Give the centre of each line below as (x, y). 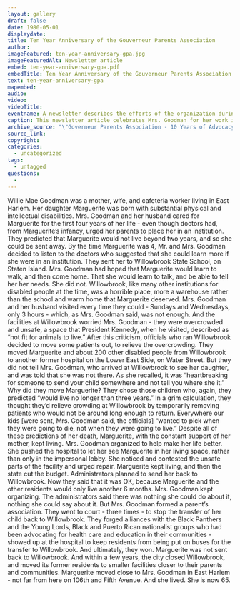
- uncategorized (38, 154)
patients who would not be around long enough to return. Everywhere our (116, 413)
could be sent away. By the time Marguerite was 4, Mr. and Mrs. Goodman (117, 246)
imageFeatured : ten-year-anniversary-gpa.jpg (76, 54)
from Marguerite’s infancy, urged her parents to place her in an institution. (116, 231)
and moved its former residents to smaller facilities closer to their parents (115, 564)
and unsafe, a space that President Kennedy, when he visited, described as (118, 329)
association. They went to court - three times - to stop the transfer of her (115, 511)
